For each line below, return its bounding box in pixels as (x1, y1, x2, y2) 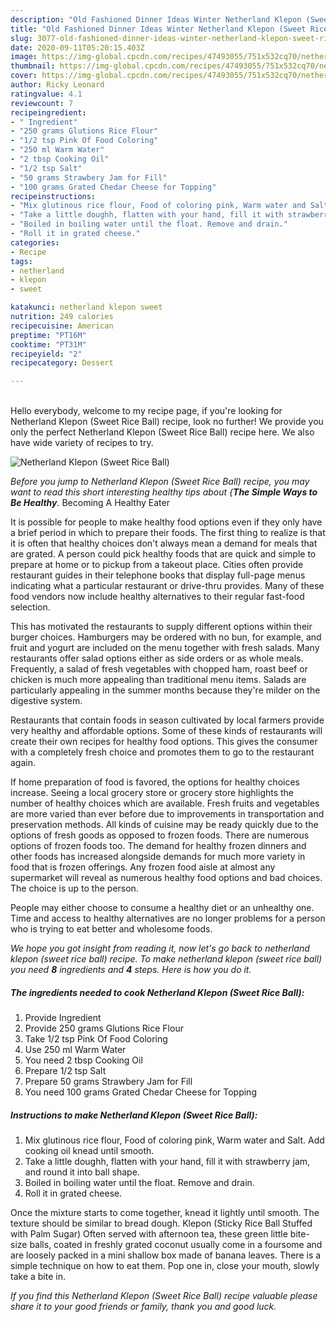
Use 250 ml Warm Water (24, 1044, 127, 1056)
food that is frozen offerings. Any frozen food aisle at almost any (10, 861, 276, 873)
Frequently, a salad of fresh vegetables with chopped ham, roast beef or (10, 663, 308, 675)
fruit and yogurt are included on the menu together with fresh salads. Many (10, 642, 320, 654)
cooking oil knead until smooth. (24, 1145, 155, 1157)
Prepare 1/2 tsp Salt (24, 1065, 107, 1077)
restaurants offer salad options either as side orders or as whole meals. (10, 652, 304, 665)
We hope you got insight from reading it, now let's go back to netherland (10, 942, 310, 955)
